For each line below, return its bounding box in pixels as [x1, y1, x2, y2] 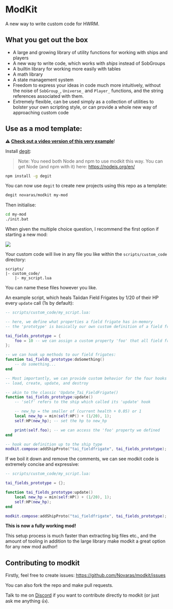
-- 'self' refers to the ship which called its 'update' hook [14, 399, 151, 405]
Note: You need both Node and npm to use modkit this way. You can [18, 158, 163, 164]
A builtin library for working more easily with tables [12, 65, 121, 72]
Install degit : [5, 148, 31, 154]
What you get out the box [5, 36, 89, 44]
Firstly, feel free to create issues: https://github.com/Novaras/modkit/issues [5, 572, 166, 579]
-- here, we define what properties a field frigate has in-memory [5, 319, 153, 324]
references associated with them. [12, 93, 84, 99]
